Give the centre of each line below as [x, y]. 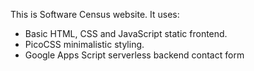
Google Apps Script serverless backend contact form [134, 55]
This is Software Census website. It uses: [95, 14]
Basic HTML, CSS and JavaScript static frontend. [126, 33]
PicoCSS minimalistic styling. [84, 44]
